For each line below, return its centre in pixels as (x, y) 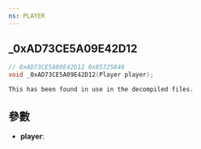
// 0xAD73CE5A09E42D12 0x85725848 (67, 67)
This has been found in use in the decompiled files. (101, 90)
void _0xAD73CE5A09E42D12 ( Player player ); (81, 75)
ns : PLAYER (27, 16)
